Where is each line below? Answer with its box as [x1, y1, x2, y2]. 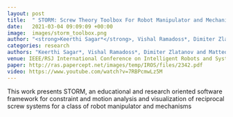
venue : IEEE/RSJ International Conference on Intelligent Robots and [7, 55, 213, 62]
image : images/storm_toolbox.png [7, 29, 107, 37]
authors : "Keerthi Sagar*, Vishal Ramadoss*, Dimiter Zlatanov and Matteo [7, 49, 228, 56]
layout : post [7, 10, 45, 17]
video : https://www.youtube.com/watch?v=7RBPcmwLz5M [7, 68, 163, 75]
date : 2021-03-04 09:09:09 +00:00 [7, 23, 113, 30]
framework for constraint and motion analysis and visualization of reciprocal [7, 94, 225, 102]
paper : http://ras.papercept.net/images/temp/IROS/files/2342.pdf [7, 62, 203, 69]
